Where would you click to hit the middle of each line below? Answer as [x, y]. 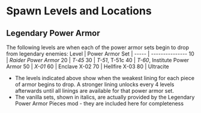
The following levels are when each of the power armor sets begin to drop [97, 47]
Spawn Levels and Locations [79, 11]
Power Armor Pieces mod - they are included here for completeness [99, 103]
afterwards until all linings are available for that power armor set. [94, 91]
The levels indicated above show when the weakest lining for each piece [105, 78]
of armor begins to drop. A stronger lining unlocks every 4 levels [94, 84]
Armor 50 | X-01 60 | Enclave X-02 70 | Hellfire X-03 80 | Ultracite [88, 66]
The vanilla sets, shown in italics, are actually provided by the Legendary [105, 97]
